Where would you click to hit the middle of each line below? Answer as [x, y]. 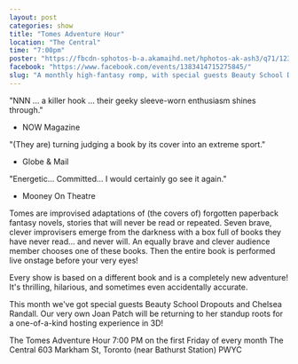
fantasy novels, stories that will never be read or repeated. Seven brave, [141, 222]
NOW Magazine [51, 127]
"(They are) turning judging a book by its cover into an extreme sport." [137, 144]
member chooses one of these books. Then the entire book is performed [142, 250]
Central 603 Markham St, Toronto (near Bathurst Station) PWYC [125, 349]
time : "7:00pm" [37, 51]
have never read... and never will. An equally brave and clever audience [140, 241]
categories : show [41, 26]
